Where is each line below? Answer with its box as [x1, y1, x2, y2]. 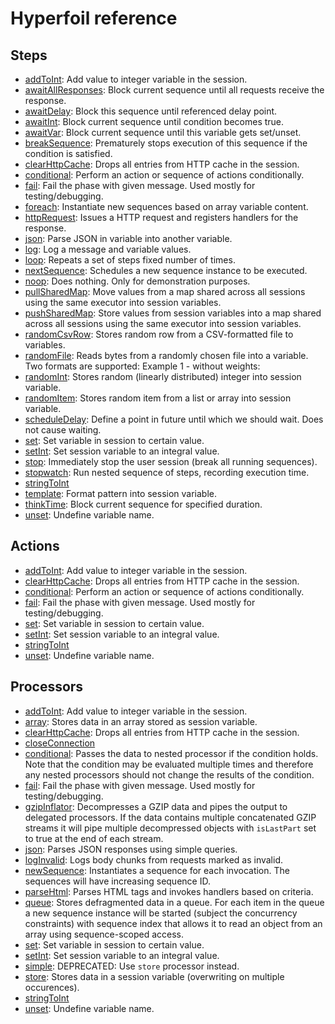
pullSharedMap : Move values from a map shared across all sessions [24, 286, 306, 297]
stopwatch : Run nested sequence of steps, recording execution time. [24, 467, 310, 478]
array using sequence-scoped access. [24, 928, 185, 940]
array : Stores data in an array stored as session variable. [24, 715, 258, 727]
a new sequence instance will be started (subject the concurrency [24, 907, 298, 919]
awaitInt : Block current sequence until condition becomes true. [24, 116, 285, 127]
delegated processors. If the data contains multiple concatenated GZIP [24, 811, 317, 823]
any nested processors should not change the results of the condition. [24, 768, 315, 781]
